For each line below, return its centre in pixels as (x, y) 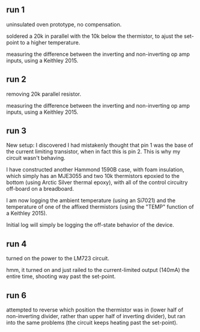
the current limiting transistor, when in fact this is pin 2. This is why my (93, 152)
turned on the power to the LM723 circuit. (58, 259)
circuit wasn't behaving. (36, 158)
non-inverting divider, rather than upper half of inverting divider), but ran (96, 316)
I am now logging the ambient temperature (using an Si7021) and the (91, 200)
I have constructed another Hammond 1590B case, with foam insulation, (95, 170)
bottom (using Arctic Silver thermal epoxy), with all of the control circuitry (97, 182)
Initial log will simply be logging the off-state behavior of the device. (90, 225)
